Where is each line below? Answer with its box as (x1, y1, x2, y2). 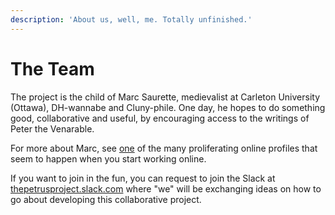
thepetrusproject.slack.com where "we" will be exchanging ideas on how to (10, 182, 322, 195)
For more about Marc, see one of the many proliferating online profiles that (10, 142, 318, 154)
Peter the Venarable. (10, 122, 95, 135)
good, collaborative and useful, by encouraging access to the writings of (10, 112, 310, 124)
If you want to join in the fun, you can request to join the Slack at (10, 172, 276, 184)
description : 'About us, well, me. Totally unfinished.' (10, 14, 253, 25)
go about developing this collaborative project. (10, 193, 202, 205)
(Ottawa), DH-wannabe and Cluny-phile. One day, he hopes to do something (10, 101, 326, 113)
